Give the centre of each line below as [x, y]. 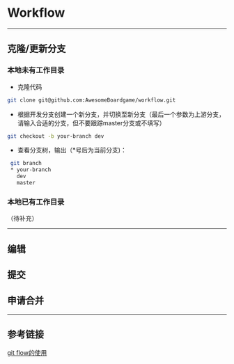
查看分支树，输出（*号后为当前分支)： [72, 150]
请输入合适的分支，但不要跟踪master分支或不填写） [91, 122]
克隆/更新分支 [37, 49]
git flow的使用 [27, 352]
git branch [26, 164]
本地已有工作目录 [36, 202]
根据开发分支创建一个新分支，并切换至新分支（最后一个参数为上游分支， [121, 114]
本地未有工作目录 [36, 70]
